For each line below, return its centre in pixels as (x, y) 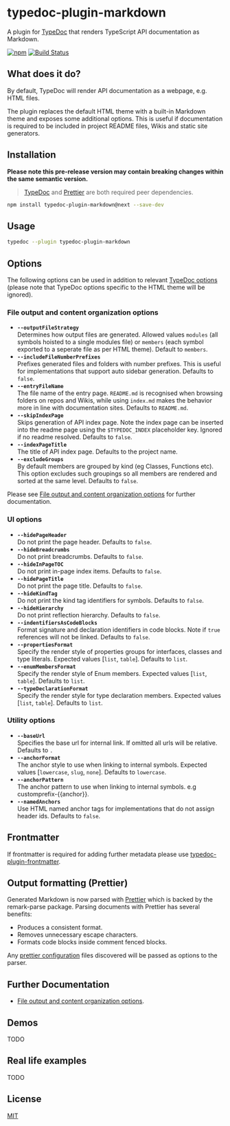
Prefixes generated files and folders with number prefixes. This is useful (119, 364)
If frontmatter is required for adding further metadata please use (98, 854)
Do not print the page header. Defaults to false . (84, 542)
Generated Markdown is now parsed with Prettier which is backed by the (110, 900)
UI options (25, 520)
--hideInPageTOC (40, 564)
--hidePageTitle (40, 579)
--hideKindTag (37, 593)
